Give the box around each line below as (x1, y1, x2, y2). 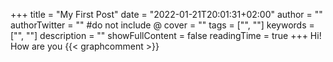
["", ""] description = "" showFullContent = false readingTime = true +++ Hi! (10, 30, 322, 41)
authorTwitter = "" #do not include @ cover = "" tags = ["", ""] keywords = (10, 19, 315, 31)
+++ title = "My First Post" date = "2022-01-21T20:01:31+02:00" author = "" (10, 9, 323, 20)
